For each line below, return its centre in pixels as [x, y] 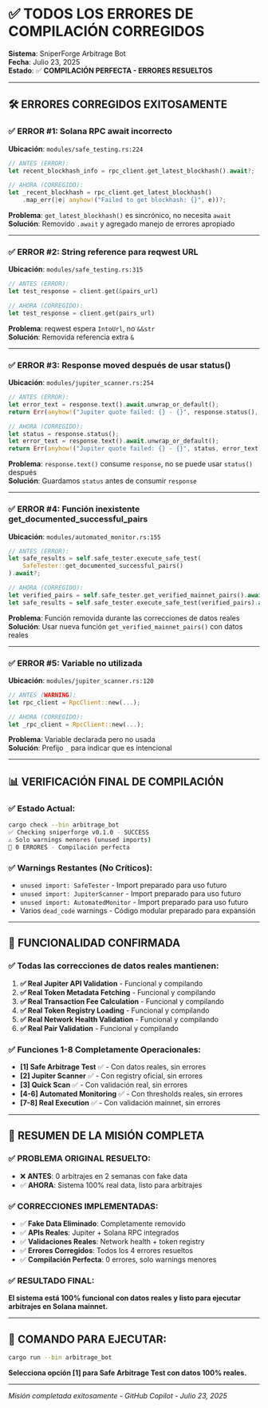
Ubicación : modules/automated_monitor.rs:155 [85, 537]
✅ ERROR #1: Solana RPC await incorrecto [91, 131]
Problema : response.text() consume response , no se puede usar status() [130, 464]
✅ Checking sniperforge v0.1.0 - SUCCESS [79, 832]
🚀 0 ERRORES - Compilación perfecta [69, 847]
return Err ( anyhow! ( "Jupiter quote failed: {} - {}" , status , [114, 449]
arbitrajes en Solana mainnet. [58, 1307]
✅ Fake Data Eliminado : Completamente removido [102, 1224]
